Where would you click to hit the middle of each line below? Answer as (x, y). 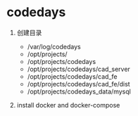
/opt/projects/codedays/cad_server (79, 69)
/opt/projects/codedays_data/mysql (79, 91)
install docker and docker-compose (68, 105)
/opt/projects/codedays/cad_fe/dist (79, 84)
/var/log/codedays (54, 46)
